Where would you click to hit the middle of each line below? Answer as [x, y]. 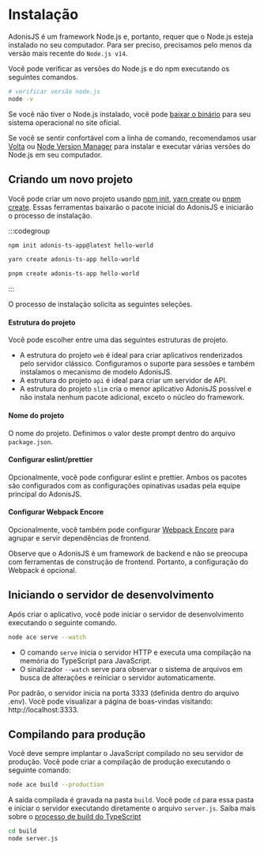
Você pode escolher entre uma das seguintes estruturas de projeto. [118, 340]
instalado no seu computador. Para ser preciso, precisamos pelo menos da [130, 44]
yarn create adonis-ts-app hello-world [74, 260]
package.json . [30, 442]
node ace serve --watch [47, 637]
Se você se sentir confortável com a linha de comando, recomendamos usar [132, 138]
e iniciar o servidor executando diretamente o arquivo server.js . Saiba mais [132, 808]
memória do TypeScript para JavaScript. [85, 660]
